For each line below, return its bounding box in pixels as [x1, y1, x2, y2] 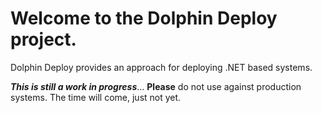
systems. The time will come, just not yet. [10, 91, 182, 103]
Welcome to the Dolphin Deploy [10, 7, 278, 30]
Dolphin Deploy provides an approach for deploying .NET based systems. [10, 61, 313, 73]
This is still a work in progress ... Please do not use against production [10, 80, 302, 92]
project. [10, 28, 77, 51]
